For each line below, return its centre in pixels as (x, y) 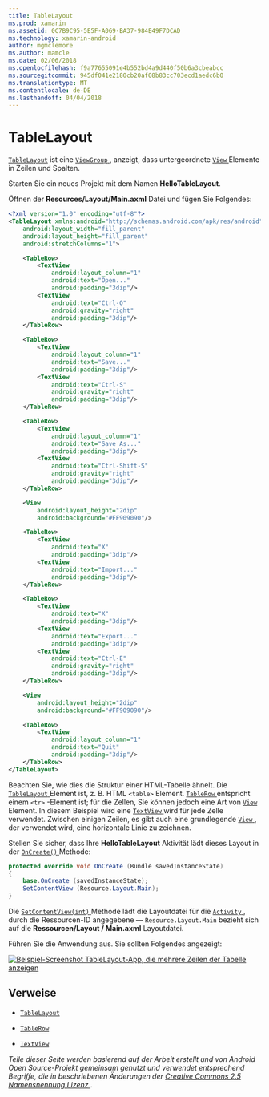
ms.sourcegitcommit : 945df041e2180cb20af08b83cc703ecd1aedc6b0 (116, 75)
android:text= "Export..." (94, 636)
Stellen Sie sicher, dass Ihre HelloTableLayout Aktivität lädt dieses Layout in (133, 843)
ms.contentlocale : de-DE (50, 90)
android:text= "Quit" (85, 747)
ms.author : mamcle (39, 53)
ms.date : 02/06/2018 (43, 61)
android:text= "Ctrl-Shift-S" (100, 466)
